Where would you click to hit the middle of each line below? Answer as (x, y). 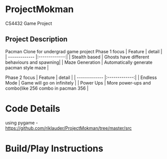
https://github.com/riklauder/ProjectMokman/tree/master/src (69, 128)
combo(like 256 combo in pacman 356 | (47, 88)
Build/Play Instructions (54, 148)
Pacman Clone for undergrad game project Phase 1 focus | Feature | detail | (84, 51)
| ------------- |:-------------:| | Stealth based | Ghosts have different (77, 57)
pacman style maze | (27, 67)
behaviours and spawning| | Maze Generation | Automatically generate (79, 62)
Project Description (36, 39)
